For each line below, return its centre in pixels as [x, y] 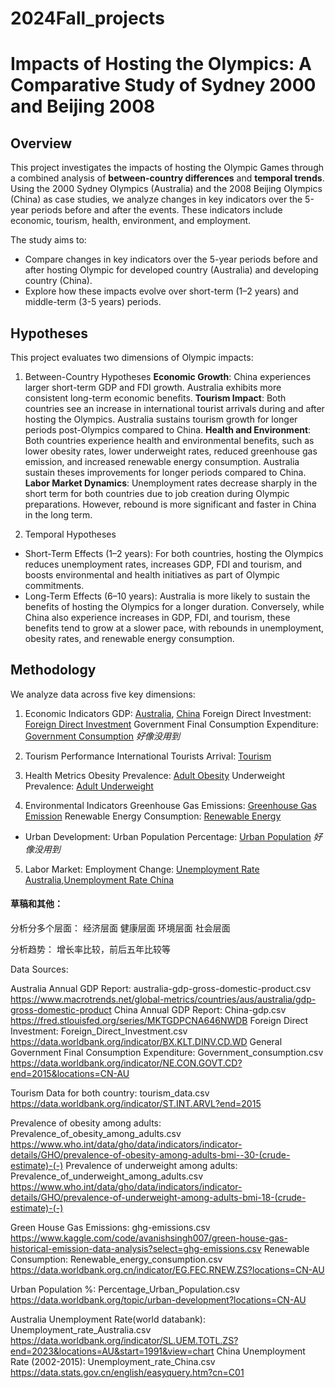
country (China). [58, 281]
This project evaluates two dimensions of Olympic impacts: [132, 357]
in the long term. [58, 515]
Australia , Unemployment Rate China [99, 879]
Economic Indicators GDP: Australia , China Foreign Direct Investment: [168, 713]
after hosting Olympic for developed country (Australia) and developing [171, 270]
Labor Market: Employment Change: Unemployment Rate [142, 869]
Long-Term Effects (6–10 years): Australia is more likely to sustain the [167, 596]
